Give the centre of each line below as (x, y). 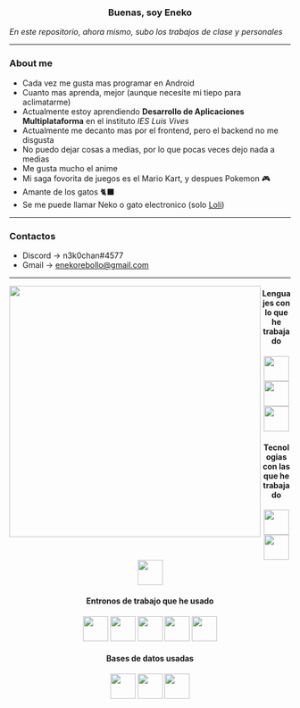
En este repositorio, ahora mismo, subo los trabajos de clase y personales (146, 32)
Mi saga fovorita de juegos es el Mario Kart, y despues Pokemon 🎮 (146, 178)
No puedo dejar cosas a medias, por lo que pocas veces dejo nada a (148, 149)
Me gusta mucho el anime (70, 168)
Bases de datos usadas (150, 659)
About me (31, 63)
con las (276, 466)
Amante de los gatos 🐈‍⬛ (68, 192)
